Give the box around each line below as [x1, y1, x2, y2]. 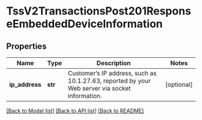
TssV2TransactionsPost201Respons [6, 4, 191, 18]
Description [96, 59, 131, 67]
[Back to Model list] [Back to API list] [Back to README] [6, 107, 144, 114]
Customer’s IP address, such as [68, 69, 157, 77]
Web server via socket [68, 84, 131, 92]
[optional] [165, 80, 193, 89]
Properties [6, 41, 47, 51]
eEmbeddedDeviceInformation [6, 17, 163, 31]
